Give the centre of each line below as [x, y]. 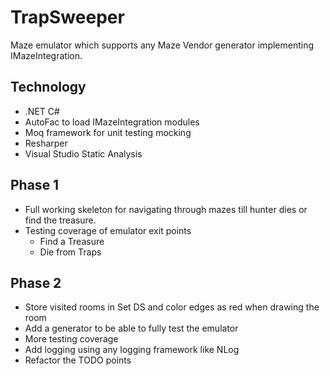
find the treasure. [60, 220]
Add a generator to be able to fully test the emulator [131, 328]
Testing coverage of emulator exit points [108, 230]
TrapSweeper [67, 17]
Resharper [46, 143]
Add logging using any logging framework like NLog [132, 350]
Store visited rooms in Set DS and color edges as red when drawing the [172, 307]
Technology [48, 87]
